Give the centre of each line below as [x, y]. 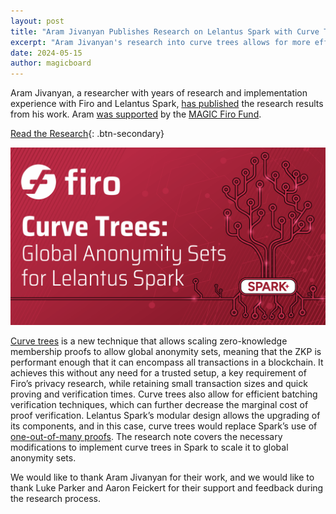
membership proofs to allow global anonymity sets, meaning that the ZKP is [166, 351]
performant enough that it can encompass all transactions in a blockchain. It [167, 362]
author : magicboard [51, 63]
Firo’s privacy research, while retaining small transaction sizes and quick [159, 383]
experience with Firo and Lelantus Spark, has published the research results [167, 104]
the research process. [55, 498]
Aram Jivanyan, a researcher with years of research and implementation [159, 93]
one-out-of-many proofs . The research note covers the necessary [146, 436]
